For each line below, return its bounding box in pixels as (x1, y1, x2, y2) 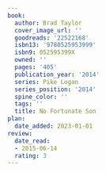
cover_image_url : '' (14, 26, 82, 34)
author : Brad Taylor (14, 19, 82, 27)
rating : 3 (14, 151, 47, 159)
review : (7, 129, 33, 137)
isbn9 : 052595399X (14, 48, 76, 56)
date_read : (14, 136, 51, 145)
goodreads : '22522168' (14, 33, 89, 42)
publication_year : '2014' (14, 71, 100, 78)
